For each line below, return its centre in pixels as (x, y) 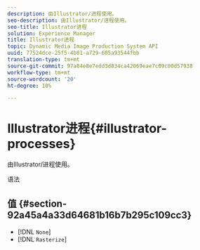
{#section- (43, 203)
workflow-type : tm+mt (39, 72)
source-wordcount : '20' (42, 79)
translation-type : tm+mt (44, 60)
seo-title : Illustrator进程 (47, 27)
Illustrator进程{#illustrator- (87, 129)
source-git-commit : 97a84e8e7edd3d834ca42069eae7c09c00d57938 (100, 66)
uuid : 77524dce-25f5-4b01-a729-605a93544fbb (73, 53)
